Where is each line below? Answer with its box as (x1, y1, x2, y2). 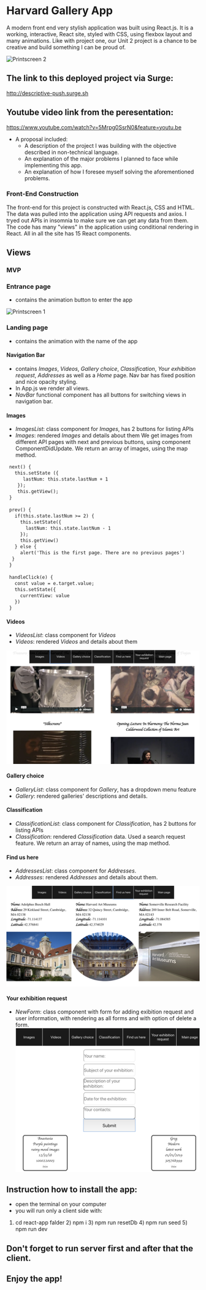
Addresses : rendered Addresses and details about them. (15, 874, 158, 881)
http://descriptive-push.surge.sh (6, 90, 89, 97)
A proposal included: (15, 135, 68, 143)
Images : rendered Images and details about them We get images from (15, 432, 193, 439)
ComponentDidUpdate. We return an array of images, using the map (15, 445, 188, 452)
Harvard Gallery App (6, 4, 113, 18)
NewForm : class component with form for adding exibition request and (15, 1008, 194, 1015)
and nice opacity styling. (15, 378, 78, 385)
